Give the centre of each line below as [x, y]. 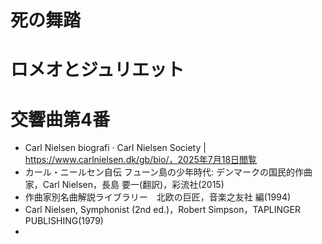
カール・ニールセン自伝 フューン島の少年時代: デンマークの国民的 [160, 172]
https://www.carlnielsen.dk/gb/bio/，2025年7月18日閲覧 [141, 160]
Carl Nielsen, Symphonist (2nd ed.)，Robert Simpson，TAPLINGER [162, 210]
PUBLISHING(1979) [64, 221]
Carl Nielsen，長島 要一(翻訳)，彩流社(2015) [133, 185]
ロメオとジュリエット [97, 70]
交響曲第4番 [60, 119]
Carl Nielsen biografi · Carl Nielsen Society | [115, 148]
